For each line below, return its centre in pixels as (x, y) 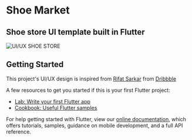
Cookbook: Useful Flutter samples (56, 108)
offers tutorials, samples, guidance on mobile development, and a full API (95, 125)
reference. (18, 131)
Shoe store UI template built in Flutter (75, 32)
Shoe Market (38, 10)
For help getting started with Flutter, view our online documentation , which (96, 119)
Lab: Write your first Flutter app (53, 101)
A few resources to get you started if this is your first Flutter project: (88, 90)
